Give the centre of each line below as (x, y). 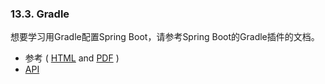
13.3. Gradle (40, 14)
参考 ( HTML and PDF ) (72, 58)
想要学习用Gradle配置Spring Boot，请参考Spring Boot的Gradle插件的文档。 (165, 37)
